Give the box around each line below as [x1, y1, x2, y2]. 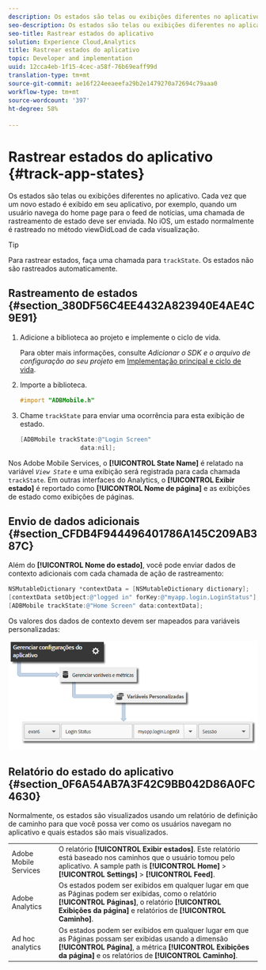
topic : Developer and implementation [8, 55, 133, 63]
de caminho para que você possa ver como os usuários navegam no [8, 820, 232, 829]
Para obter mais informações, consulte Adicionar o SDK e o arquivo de [19, 348, 251, 357]
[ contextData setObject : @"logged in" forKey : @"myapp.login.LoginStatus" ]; [8, 594, 260, 602]
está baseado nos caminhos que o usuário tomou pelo [58, 853, 235, 862]
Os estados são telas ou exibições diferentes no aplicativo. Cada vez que [8, 191, 247, 201]
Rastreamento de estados [8, 287, 139, 300]
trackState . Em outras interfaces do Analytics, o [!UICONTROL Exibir [8, 475, 235, 485]
